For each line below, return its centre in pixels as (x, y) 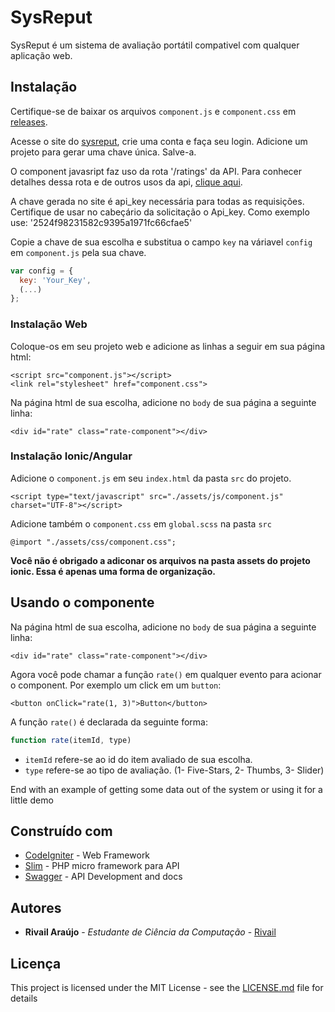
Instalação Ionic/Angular (71, 456)
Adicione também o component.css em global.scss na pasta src (141, 523)
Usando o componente (82, 602)
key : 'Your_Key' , (55, 280)
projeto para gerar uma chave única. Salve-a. (103, 152)
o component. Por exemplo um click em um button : (116, 685)
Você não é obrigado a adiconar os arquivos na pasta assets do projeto (160, 560)
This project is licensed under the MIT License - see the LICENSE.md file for (167, 987)
